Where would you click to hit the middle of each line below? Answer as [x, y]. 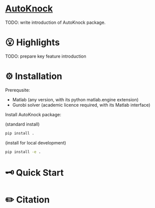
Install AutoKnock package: [33, 114]
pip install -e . [23, 152]
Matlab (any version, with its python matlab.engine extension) [76, 99]
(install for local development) [36, 142]
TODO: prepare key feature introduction [46, 56]
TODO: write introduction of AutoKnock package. [55, 22]
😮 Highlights [33, 42]
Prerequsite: [18, 90]
